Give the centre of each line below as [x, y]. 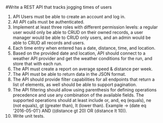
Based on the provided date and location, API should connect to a [79, 53]
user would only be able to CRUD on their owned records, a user [78, 32]
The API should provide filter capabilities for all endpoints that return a [84, 79]
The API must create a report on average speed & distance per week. [82, 69]
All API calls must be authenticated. [49, 22]
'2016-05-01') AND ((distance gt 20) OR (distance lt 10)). [70, 111]
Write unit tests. [28, 116]
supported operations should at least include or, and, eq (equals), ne [82, 100]
